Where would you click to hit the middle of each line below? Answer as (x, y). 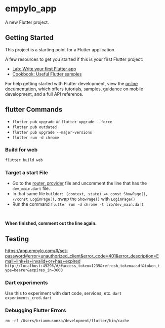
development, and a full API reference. (44, 94)
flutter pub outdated (34, 127)
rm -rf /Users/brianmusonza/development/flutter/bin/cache (67, 321)
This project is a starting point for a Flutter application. (60, 49)
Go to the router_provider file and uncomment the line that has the (80, 183)
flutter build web (24, 160)
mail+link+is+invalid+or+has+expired (43, 261)
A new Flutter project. (27, 22)
